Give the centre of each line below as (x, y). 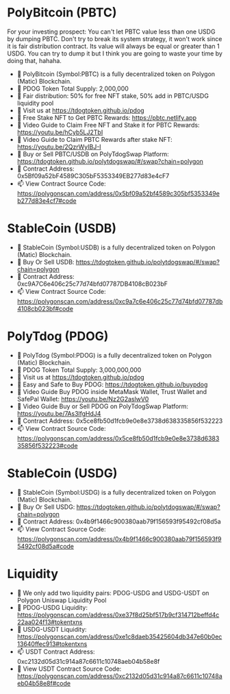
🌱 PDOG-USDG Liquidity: (52, 607)
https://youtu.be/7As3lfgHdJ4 (59, 413)
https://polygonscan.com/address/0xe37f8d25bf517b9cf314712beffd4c (118, 615)
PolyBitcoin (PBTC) (62, 13)
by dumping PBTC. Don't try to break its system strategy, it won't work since (115, 38)
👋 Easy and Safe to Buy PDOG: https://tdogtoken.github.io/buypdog (112, 384)
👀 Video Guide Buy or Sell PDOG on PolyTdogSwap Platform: (103, 406)
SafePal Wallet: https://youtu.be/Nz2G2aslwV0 (83, 399)
